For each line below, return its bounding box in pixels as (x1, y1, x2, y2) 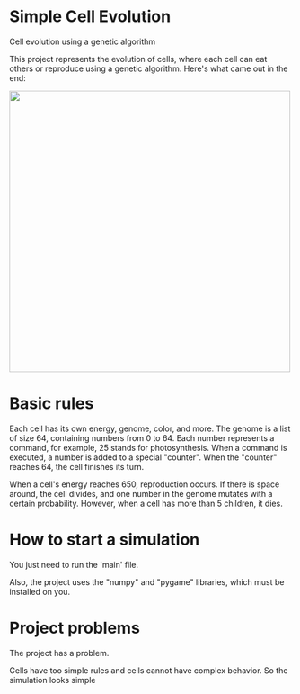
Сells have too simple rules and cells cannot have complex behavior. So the (9, 664, 288, 676)
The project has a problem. (9, 647, 110, 658)
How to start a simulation (9, 529, 200, 550)
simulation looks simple (9, 674, 96, 685)
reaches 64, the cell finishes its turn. (9, 461, 145, 472)
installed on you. (9, 586, 70, 597)
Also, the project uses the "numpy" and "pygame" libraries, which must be (9, 576, 285, 587)
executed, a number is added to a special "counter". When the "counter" (9, 452, 278, 463)
